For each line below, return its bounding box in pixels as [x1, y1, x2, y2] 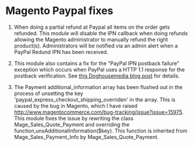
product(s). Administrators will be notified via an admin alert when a [13, 42, 178, 49]
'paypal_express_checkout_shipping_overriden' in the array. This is [13, 96, 176, 103]
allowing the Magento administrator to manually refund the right [13, 36, 168, 43]
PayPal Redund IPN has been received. [13, 48, 108, 55]
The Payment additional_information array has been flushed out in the [13, 83, 183, 90]
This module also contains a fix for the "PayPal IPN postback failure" [13, 60, 180, 67]
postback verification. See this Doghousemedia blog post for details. [13, 72, 180, 79]
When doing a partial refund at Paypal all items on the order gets [13, 23, 171, 30]
